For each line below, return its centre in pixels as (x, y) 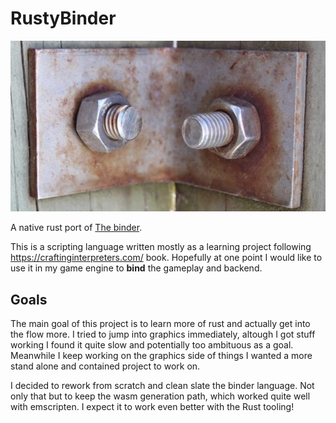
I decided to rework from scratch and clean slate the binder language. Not (162, 385)
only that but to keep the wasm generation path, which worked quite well (160, 396)
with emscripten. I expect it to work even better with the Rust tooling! (152, 406)
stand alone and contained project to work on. (105, 366)
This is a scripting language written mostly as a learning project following (161, 247)
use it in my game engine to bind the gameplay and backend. (136, 268)
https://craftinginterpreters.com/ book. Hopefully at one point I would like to (166, 258)
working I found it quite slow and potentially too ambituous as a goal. (152, 345)
